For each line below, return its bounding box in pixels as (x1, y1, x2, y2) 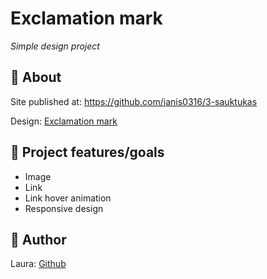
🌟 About (10, 69, 62, 86)
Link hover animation (24, 192, 112, 204)
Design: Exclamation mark (10, 115, 118, 127)
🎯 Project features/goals (10, 144, 165, 161)
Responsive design (24, 202, 104, 214)
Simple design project (10, 40, 100, 52)
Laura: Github (10, 258, 67, 270)
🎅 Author (10, 231, 67, 248)
